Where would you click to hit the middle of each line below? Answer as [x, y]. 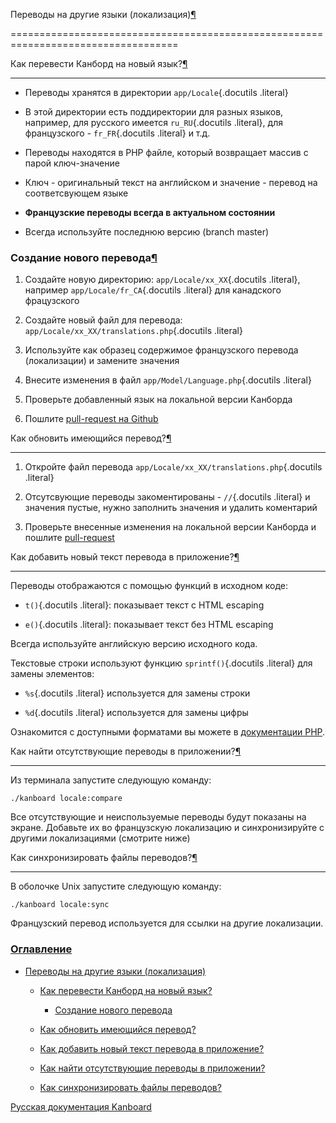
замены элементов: [52, 674]
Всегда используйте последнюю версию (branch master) [147, 232]
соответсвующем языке [76, 193]
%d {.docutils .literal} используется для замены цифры [136, 713]
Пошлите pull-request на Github [91, 419]
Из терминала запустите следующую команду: [111, 780]
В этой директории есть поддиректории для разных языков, [154, 112]
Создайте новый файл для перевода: [103, 320]
